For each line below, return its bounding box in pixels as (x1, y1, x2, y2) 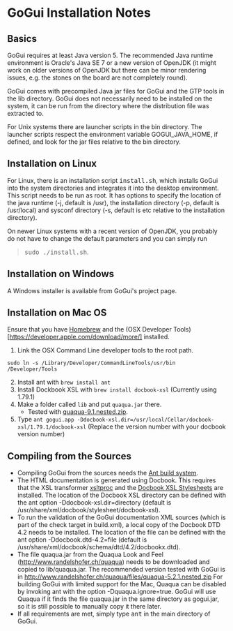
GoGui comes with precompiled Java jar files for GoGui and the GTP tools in (7, 87, 225, 95)
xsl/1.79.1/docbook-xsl (17, 424, 87, 431)
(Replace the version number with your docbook (88, 422, 226, 431)
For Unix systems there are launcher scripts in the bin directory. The (7, 123, 202, 131)
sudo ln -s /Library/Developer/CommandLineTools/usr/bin (7, 359, 176, 367)
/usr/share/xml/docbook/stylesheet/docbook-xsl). (17, 506, 161, 514)
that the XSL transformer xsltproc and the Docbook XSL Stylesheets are (17, 484, 224, 492)
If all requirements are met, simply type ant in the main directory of (17, 609, 211, 618)
